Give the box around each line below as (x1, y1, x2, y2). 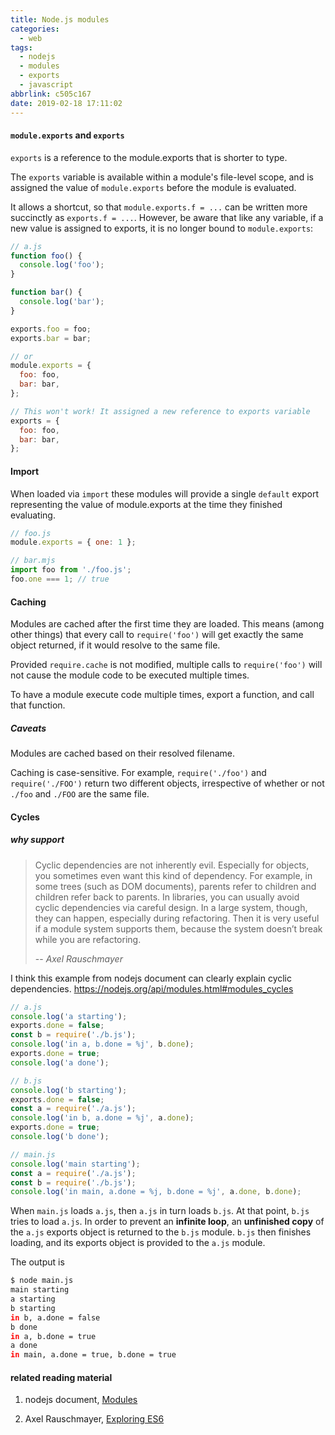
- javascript (19, 80, 74, 90)
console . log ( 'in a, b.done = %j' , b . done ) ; (10, 1039, 195, 1050)
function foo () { (10, 251, 83, 261)
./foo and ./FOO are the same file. (10, 788, 150, 800)
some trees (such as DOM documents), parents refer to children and (34, 880, 317, 892)
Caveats (10, 722, 47, 734)
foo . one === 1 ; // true (10, 574, 110, 585)
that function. (10, 699, 66, 711)
